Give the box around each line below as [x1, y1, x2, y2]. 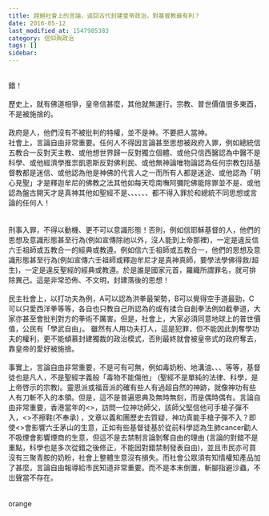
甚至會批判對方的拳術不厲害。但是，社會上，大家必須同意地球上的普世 [22, 314, 254, 323]
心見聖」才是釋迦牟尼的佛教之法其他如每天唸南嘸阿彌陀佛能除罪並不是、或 [8, 178, 254, 187]
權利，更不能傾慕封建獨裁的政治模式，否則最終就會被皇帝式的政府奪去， [22, 334, 261, 343]
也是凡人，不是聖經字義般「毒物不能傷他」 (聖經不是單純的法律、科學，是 [14, 372, 259, 382]
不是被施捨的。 [8, 109, 58, 119]
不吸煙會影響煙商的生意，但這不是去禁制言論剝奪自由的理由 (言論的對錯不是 [8, 433, 259, 442]
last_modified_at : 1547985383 [8, 26, 110, 35]
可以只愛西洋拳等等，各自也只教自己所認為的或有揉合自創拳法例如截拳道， [8, 304, 254, 313]
